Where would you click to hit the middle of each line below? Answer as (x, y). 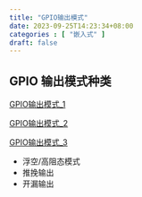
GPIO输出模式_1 (38, 105)
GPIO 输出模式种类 (60, 81)
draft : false (33, 43)
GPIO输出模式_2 (39, 124)
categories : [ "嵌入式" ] (57, 34)
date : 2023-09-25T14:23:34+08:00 (71, 26)
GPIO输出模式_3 (39, 142)
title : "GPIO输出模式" (49, 17)
